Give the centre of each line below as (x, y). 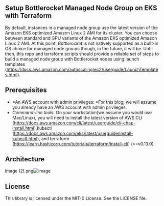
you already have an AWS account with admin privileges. (70, 107)
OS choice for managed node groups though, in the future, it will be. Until (79, 48)
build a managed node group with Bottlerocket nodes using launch (72, 59)
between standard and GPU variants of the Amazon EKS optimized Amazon (81, 38)
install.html (23, 128)
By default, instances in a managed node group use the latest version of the (82, 28)
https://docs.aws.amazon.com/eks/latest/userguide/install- (74, 133)
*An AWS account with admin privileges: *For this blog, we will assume (84, 102)
